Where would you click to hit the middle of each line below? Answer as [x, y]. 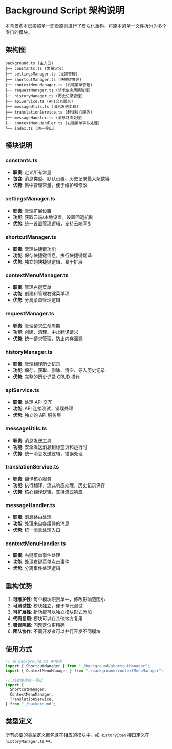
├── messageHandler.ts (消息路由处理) [44, 118]
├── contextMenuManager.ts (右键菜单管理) [49, 85]
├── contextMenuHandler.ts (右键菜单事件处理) [53, 123]
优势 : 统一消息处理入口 [36, 530]
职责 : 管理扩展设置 [32, 211]
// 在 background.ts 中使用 [34, 661]
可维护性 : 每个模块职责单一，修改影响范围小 [59, 600]
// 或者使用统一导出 [24, 680]
